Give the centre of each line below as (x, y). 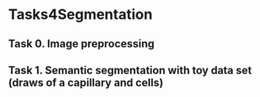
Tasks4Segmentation (80, 15)
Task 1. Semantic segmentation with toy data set (130, 70)
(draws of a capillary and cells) (86, 82)
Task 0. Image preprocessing (81, 44)
